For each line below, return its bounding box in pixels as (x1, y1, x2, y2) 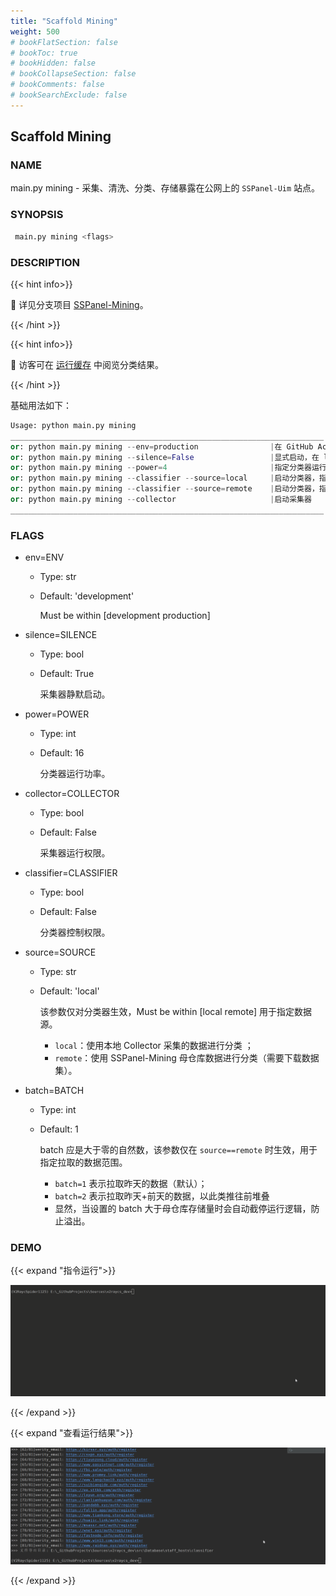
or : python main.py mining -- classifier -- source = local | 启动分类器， (10, 473, 320, 484)
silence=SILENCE (24, 629, 98, 641)
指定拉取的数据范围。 (39, 1156, 128, 1169)
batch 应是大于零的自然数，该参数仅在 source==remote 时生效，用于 (39, 1144, 318, 1156)
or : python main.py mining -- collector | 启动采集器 (10, 495, 312, 505)
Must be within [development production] (39, 610, 211, 622)
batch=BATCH (24, 1085, 85, 1097)
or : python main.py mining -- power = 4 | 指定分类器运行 (10, 463, 327, 473)
